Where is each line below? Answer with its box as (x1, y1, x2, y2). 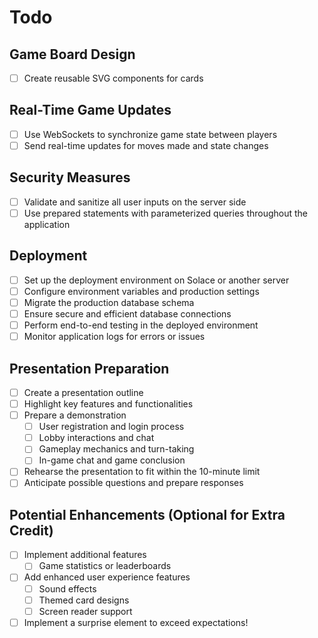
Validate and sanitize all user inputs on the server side (23, 196, 247, 208)
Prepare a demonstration (23, 409, 127, 421)
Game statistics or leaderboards (38, 560, 172, 572)
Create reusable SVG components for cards (23, 72, 204, 84)
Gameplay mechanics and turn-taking (38, 443, 195, 455)
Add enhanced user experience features (23, 571, 191, 583)
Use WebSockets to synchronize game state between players (23, 128, 278, 140)
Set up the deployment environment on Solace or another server (23, 274, 290, 286)
